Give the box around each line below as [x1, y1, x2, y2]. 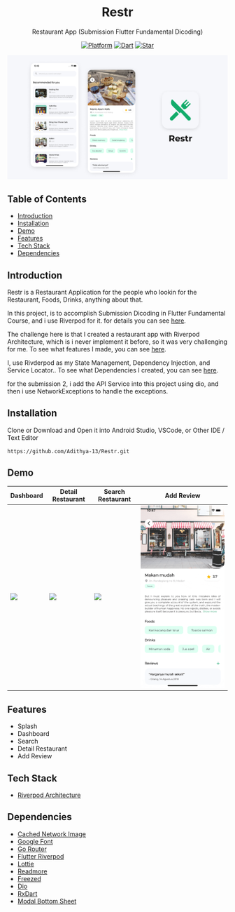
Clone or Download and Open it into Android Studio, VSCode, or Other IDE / [7, 426, 225, 434]
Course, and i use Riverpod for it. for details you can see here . [7, 316, 187, 325]
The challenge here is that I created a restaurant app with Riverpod [7, 330, 200, 339]
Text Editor [7, 433, 38, 442]
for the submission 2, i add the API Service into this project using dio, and [7, 380, 219, 388]
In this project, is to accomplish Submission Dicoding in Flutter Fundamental [7, 309, 226, 318]
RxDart [17, 889, 38, 898]
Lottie [17, 859, 34, 868]
